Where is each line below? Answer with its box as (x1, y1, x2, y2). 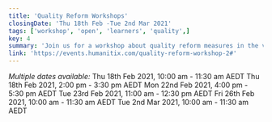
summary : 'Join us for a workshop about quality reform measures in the (8, 42, 259, 50)
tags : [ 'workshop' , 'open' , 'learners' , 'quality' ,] (8, 27, 190, 35)
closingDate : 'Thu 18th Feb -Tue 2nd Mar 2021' (8, 19, 172, 27)
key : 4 (8, 34, 31, 43)
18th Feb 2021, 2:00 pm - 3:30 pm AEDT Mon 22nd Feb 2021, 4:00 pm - (8, 80, 249, 90)
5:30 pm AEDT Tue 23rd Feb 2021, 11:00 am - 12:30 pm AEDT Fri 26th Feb (8, 89, 255, 98)
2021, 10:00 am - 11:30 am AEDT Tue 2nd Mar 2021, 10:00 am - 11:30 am (8, 98, 249, 107)
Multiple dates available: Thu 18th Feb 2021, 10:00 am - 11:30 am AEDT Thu (8, 72, 260, 81)
